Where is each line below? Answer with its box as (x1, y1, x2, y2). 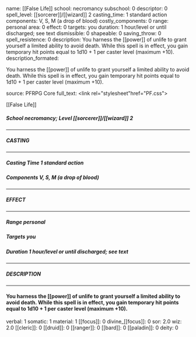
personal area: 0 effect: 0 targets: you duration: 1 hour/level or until (6, 23, 167, 30)
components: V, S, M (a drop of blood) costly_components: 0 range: (6, 18, 169, 24)
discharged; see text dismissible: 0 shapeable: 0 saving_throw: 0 (6, 30, 162, 37)
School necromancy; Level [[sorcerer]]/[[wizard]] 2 (6, 114, 134, 122)
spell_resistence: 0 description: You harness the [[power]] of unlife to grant (6, 36, 187, 43)
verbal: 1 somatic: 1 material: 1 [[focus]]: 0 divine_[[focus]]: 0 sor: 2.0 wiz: (6, 318, 182, 325)
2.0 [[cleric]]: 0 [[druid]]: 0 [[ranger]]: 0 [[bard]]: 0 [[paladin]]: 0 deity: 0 (6, 324, 179, 331)
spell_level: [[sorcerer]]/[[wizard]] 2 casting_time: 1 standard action (6, 11, 167, 18)
